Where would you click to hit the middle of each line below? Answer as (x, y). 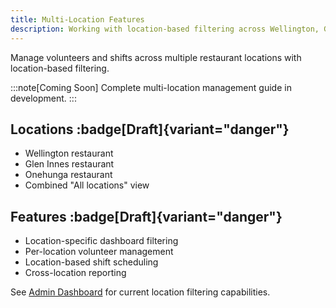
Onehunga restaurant (68, 175)
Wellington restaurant (69, 153)
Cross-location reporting (75, 273)
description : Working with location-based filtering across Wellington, (165, 29)
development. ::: (43, 98)
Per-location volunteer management (99, 252)
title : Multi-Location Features (77, 19)
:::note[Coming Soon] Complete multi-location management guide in (151, 87)
